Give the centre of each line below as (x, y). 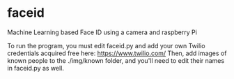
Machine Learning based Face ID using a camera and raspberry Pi (102, 32)
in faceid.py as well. (36, 68)
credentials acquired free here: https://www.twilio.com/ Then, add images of (117, 53)
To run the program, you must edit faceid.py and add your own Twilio (106, 45)
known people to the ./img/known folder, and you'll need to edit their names (116, 60)
